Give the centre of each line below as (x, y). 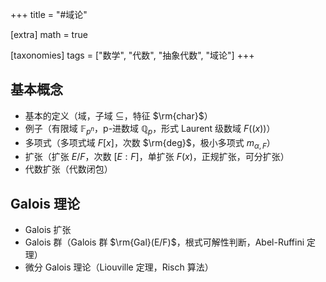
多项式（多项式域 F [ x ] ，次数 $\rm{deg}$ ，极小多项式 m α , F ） (150, 143)
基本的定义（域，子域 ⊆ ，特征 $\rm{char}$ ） (118, 115)
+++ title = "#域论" (49, 14)
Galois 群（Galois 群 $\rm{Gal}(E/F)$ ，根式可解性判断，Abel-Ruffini (164, 242)
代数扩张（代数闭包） (68, 169)
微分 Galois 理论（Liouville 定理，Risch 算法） (119, 267)
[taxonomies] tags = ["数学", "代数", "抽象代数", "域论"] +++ (132, 55)
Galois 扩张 (48, 230)
